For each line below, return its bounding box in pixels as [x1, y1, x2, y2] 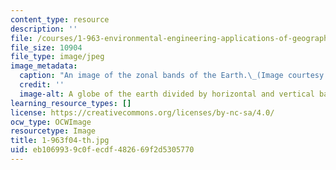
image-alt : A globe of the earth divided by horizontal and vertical [19, 89, 315, 99]
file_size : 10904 [10, 42, 83, 53]
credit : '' [19, 80, 65, 90]
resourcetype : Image [10, 126, 97, 136]
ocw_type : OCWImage [10, 117, 92, 127]
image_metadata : [10, 61, 78, 71]
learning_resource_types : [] [10, 98, 132, 108]
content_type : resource [10, 14, 110, 25]
